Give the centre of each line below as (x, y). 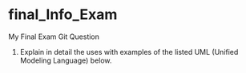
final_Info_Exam (63, 15)
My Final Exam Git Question (54, 36)
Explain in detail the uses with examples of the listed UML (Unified (129, 52)
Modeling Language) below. (66, 60)
